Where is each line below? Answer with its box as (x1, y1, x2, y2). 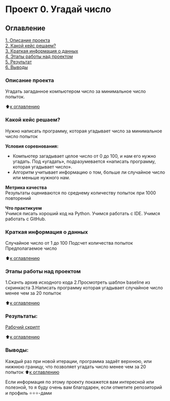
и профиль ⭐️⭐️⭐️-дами (5, 390, 52, 396)
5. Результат (5, 59, 32, 64)
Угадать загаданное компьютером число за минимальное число (5, 88, 146, 94)
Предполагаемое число (5, 245, 57, 251)
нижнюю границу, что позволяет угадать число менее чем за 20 (5, 363, 146, 370)
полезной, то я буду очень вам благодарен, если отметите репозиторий (5, 384, 162, 390)
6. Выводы (5, 64, 28, 70)
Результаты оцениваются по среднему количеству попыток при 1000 (5, 189, 156, 196)
